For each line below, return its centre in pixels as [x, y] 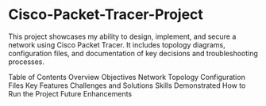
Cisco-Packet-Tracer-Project [106, 15]
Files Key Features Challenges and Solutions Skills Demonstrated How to [127, 85]
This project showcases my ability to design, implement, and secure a [122, 36]
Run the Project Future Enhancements [70, 93]
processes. [27, 62]
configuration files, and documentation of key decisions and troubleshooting [133, 53]
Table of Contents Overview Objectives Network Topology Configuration [127, 77]
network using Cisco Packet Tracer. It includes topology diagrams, [117, 44]
